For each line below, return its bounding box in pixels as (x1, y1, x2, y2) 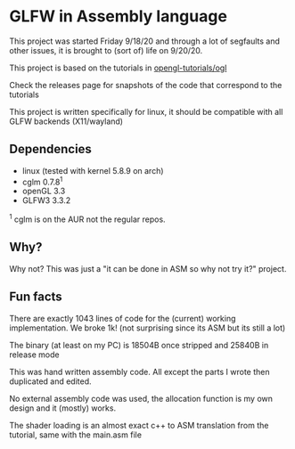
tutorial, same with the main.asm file (9, 429, 143, 440)
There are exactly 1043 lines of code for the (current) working (9, 313, 236, 323)
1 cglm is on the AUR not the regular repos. (9, 212, 167, 224)
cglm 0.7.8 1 (21, 175, 63, 187)
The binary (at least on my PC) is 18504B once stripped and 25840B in (9, 339, 269, 350)
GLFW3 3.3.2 (21, 195, 71, 206)
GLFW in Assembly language (9, 6, 227, 27)
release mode (9, 349, 60, 360)
